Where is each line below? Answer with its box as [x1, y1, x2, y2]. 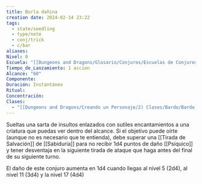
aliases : [6, 48, 28, 54]
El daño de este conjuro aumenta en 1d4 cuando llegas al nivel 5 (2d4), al [6, 164, 188, 172]
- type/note [11, 31, 42, 37]
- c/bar [11, 43, 31, 49]
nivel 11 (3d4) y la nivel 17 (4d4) [6, 171, 84, 178]
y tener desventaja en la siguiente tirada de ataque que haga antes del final [6, 146, 192, 154]
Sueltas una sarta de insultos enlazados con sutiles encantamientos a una [6, 121, 189, 128]
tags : [6, 20, 20, 26]
